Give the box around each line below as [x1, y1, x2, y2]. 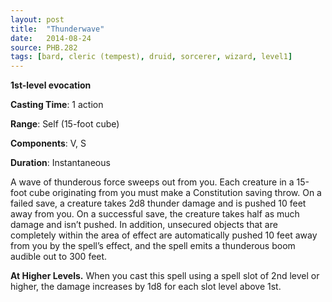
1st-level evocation [10, 79, 92, 91]
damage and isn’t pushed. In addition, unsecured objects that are [10, 219, 278, 231]
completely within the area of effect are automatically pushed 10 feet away [10, 229, 318, 241]
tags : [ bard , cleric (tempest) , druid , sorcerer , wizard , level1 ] [10, 52, 293, 62]
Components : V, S [10, 137, 87, 150]
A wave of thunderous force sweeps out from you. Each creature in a [10, 176, 295, 188]
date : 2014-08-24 [10, 33, 92, 43]
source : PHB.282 [10, 42, 78, 53]
